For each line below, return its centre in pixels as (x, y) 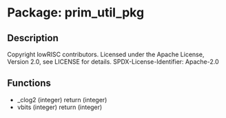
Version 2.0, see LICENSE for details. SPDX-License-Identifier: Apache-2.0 (113, 62)
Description (33, 38)
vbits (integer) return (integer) (60, 107)
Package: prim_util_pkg (76, 13)
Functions (29, 83)
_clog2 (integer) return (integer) (62, 99)
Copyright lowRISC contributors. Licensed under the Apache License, (106, 54)
